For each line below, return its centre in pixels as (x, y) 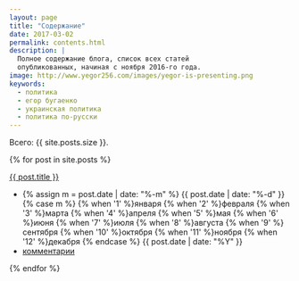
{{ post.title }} (34, 177)
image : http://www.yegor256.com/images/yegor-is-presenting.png (131, 76)
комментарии (48, 252)
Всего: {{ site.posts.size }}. (59, 143)
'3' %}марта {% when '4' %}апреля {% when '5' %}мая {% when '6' (150, 213)
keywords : (28, 84)
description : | (37, 51)
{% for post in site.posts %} (60, 160)
